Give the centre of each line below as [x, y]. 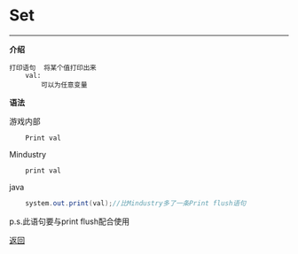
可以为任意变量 [64, 85]
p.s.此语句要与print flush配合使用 [70, 221]
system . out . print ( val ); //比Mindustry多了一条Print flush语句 [136, 203]
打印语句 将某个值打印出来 [53, 67]
